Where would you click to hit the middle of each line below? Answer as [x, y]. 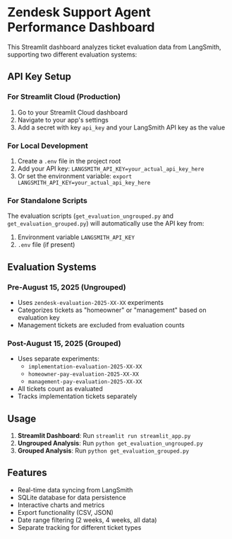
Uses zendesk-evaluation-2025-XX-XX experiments [91, 302]
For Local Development [48, 146]
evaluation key [38, 317]
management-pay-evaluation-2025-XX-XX [85, 382]
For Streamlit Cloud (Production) [64, 97]
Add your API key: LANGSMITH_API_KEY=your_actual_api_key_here [111, 168]
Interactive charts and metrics [61, 505]
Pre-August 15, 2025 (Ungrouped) [67, 287]
